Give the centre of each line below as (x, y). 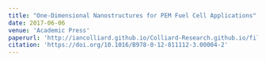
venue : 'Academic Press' (49, 30)
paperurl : (25, 38)
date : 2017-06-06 (37, 23)
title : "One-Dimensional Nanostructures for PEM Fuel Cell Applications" (133, 15)
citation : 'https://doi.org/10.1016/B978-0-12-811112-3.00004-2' (118, 45)
